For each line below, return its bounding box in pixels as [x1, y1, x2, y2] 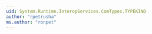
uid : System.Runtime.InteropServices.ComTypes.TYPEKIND [6, 8, 146, 14]
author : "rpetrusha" [6, 14, 57, 20]
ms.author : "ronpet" [6, 19, 57, 25]
